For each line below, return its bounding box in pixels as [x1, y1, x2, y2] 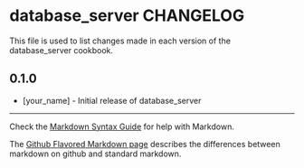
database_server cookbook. [9, 44, 114, 55]
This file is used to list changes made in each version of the [9, 35, 231, 46]
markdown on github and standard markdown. [9, 148, 182, 159]
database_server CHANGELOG [9, 5, 245, 26]
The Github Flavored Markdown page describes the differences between [9, 138, 280, 149]
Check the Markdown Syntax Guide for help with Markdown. [9, 121, 235, 132]
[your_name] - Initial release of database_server [22, 95, 202, 106]
